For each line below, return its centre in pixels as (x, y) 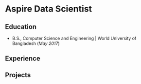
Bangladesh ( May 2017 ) (36, 43)
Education (21, 27)
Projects (18, 75)
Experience (23, 59)
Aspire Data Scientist (49, 9)
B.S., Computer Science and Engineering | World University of (74, 38)
